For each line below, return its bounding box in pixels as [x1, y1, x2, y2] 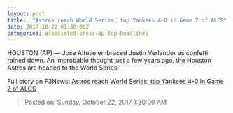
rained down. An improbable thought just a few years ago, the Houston [7, 56, 212, 65]
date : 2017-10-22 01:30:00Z [7, 23, 90, 30]
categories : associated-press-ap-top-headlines [7, 29, 149, 37]
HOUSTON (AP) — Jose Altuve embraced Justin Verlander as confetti [7, 49, 209, 57]
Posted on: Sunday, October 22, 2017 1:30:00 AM [24, 98, 167, 107]
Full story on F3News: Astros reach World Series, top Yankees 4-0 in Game [7, 77, 224, 86]
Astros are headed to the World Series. [7, 63, 120, 72]
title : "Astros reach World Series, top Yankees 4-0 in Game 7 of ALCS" [7, 17, 227, 24]
